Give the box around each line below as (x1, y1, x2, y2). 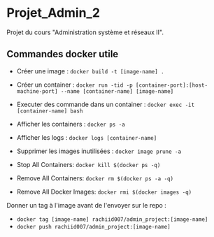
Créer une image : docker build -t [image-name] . (16, 66, 165, 75)
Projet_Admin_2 (6, 5, 101, 21)
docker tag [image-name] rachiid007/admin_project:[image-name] (16, 215, 208, 223)
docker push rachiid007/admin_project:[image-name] (16, 223, 171, 230)
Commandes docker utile (6, 48, 119, 60)
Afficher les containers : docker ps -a (16, 120, 125, 128)
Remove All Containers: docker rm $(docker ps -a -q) (16, 173, 174, 182)
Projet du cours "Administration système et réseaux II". (6, 28, 164, 36)
